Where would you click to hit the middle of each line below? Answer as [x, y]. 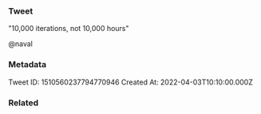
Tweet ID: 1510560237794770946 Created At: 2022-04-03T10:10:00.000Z [130, 82]
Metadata [27, 65]
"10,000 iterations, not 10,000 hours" [69, 29]
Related [24, 103]
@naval [21, 44]
